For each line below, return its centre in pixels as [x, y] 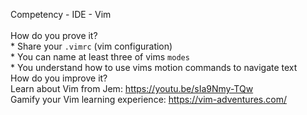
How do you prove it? [54, 35]
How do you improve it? [59, 78]
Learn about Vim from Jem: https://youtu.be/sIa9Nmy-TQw [132, 88]
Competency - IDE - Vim [61, 14]
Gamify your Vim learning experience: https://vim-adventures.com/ [148, 99]
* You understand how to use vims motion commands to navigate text [154, 67]
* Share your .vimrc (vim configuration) [91, 46]
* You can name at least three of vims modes [100, 57]
